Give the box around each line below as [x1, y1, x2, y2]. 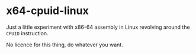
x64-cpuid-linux [6, 4, 89, 18]
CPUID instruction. [6, 29, 49, 36]
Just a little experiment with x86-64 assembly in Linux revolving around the [6, 23, 191, 31]
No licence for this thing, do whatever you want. [6, 41, 123, 48]
